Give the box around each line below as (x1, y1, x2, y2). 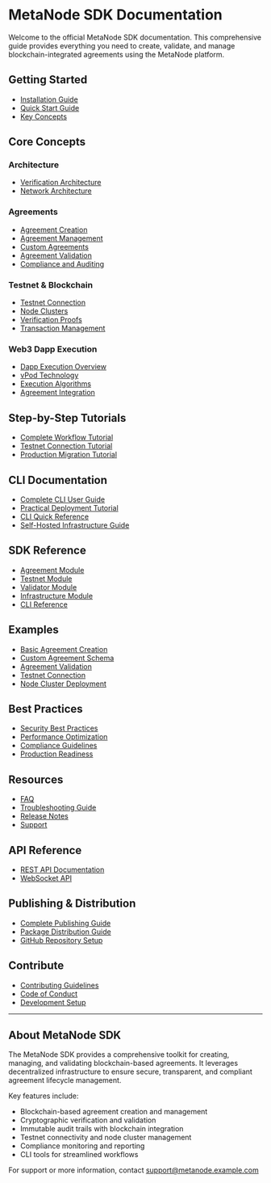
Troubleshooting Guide (19, 802, 97, 813)
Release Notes (19, 811, 69, 821)
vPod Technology (19, 370, 79, 381)
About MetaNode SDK (8, 1029, 122, 1042)
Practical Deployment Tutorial (19, 503, 119, 512)
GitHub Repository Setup (19, 935, 103, 945)
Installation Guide (19, 95, 78, 104)
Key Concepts (19, 112, 67, 121)
